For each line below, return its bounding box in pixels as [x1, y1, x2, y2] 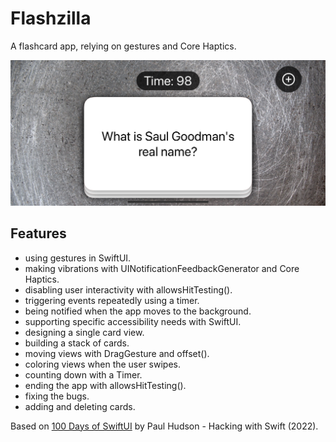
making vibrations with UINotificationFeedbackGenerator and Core [24, 262, 300, 274]
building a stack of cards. [24, 337, 130, 349]
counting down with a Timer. [24, 368, 143, 381]
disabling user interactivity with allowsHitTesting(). [24, 283, 233, 296]
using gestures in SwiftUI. [24, 252, 132, 264]
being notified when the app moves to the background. [24, 305, 252, 317]
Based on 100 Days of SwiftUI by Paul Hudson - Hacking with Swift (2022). [10, 420, 319, 432]
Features [10, 225, 67, 242]
